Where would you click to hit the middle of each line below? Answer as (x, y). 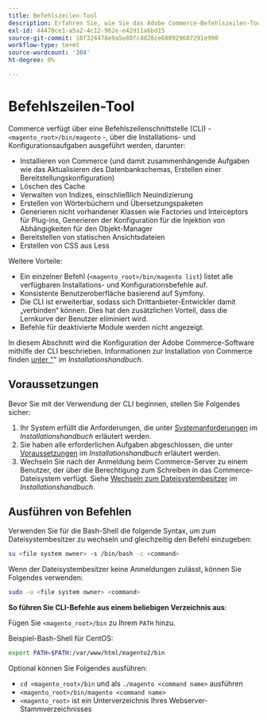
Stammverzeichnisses (56, 709)
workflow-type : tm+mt (44, 45)
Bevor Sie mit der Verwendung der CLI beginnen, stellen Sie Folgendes (124, 404)
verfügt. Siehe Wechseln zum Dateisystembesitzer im (150, 478)
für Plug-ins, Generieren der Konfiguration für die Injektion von (122, 220)
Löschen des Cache (52, 186)
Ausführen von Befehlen (70, 512)
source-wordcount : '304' (49, 53)
